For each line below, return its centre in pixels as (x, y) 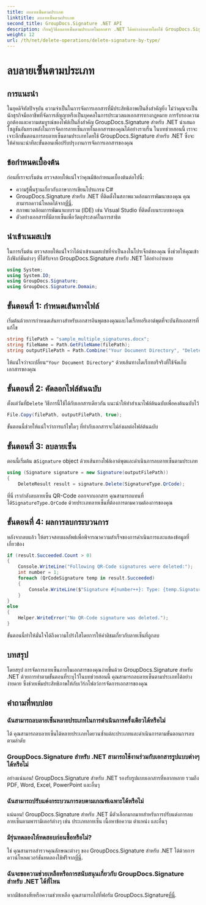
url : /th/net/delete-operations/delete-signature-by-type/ (84, 40)
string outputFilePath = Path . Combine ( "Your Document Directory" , (93, 350)
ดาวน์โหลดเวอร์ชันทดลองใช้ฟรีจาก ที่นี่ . (45, 858)
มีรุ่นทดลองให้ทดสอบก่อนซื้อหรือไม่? (50, 837)
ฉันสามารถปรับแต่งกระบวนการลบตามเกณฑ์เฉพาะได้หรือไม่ (75, 801)
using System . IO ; (29, 275)
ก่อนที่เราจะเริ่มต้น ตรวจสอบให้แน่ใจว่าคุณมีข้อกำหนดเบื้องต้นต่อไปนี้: (75, 177)
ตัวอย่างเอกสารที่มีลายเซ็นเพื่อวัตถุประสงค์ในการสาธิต (68, 217)
